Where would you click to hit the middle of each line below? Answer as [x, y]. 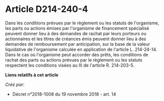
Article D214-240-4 [47, 9]
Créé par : [15, 84]
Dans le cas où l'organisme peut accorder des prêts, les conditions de [77, 54]
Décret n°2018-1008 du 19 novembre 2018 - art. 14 [64, 94]
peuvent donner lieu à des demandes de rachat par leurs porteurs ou [76, 33]
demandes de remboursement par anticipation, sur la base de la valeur [78, 44]
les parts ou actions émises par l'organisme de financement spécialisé [77, 28]
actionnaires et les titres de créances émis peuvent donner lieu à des [76, 39]
